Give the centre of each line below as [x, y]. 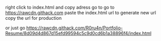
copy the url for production [34, 18]
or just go [15, 28]
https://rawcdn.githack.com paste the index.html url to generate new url [81, 13]
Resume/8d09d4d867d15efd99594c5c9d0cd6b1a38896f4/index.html [78, 33]
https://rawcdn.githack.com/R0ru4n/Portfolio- [75, 28]
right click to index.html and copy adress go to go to [60, 7]
